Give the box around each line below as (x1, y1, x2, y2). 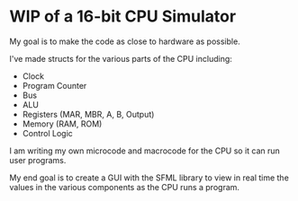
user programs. (9, 154, 67, 165)
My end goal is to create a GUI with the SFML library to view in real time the (9, 172, 290, 183)
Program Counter (22, 80, 87, 91)
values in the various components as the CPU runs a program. (9, 181, 240, 192)
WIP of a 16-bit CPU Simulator (9, 6, 237, 27)
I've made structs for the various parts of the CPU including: (9, 53, 232, 64)
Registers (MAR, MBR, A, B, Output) (22, 109, 155, 119)
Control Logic (22, 127, 74, 138)
